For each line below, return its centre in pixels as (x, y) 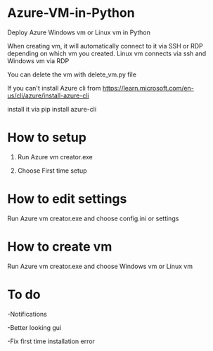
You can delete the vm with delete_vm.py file (72, 74)
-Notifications (27, 314)
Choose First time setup (52, 171)
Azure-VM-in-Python (71, 13)
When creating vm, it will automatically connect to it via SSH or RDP (105, 46)
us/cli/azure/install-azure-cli (48, 95)
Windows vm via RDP (38, 60)
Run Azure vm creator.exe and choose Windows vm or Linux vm (100, 266)
